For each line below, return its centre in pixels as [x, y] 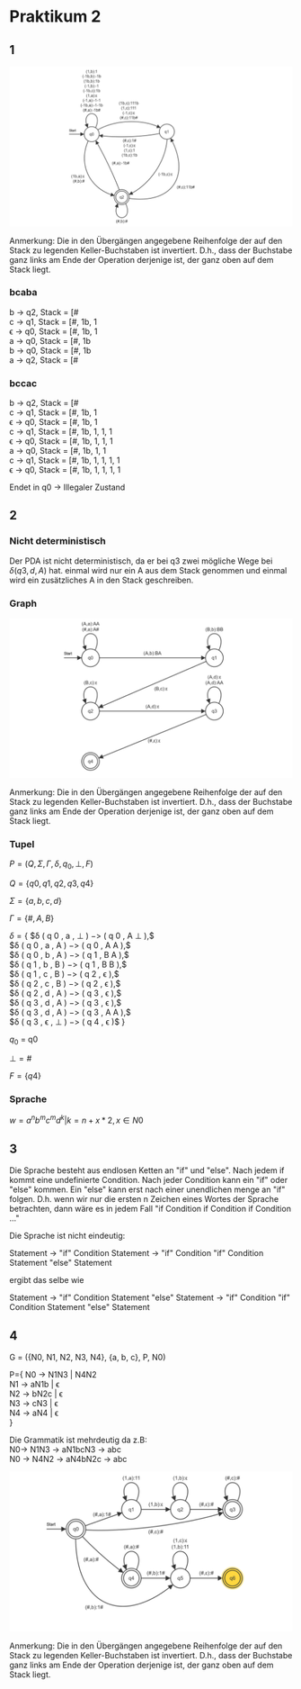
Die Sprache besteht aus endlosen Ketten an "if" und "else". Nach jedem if [147, 1170]
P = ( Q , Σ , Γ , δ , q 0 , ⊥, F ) [52, 864]
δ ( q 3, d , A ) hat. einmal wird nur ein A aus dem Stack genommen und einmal [148, 570]
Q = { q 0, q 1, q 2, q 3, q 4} [52, 883]
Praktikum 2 [55, 17]
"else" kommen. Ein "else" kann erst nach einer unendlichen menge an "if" [147, 1189]
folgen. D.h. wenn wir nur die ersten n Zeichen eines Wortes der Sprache [144, 1199]
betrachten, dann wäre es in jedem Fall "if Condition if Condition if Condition [150, 1209]
